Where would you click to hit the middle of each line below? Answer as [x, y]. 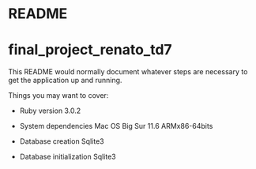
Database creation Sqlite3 [62, 141]
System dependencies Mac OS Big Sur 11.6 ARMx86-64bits [116, 126]
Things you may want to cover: [58, 96]
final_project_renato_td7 [90, 50]
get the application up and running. [65, 81]
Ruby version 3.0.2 [50, 111]
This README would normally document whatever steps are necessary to [128, 72]
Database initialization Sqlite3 [68, 157]
